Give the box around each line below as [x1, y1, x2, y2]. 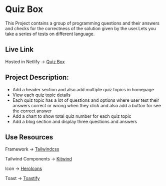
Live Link [5, 45, 34, 54]
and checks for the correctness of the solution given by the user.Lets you [5, 25, 156, 31]
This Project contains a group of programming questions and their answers [5, 20, 160, 26]
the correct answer [12, 108, 52, 114]
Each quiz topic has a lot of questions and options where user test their [12, 97, 159, 103]
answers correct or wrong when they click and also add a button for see [12, 102, 161, 108]
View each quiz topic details [12, 92, 71, 98]
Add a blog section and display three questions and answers [12, 118, 137, 124]
